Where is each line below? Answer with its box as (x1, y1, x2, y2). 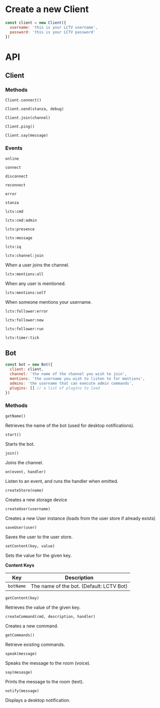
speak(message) (5, 651, 37, 656)
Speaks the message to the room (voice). (5, 660, 91, 666)
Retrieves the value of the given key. (5, 604, 81, 610)
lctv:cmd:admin (5, 218, 37, 223)
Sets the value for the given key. (5, 552, 72, 558)
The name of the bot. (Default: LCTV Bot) (31, 583, 128, 590)
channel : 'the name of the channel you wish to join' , (10, 372, 127, 377)
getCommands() (5, 632, 35, 638)
